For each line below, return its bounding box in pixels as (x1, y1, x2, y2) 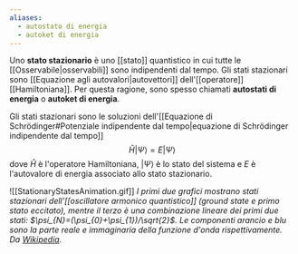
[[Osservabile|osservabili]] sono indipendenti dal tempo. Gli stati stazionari (9, 64, 288, 75)
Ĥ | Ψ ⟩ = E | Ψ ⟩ (128, 144, 177, 155)
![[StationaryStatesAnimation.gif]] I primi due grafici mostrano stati (9, 186, 259, 197)
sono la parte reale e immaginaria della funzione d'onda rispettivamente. (9, 224, 283, 236)
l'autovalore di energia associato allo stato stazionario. (9, 169, 213, 180)
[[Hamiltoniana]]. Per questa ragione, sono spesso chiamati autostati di (9, 83, 277, 95)
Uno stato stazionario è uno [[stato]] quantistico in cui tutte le (9, 55, 242, 66)
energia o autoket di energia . (9, 93, 120, 104)
